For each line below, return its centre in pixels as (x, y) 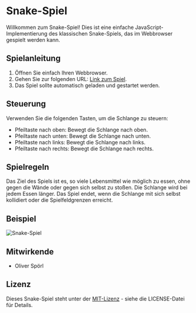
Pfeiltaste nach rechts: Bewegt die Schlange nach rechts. (84, 149)
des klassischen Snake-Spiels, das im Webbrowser (111, 33)
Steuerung (26, 104)
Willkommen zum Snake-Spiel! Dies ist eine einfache (70, 27)
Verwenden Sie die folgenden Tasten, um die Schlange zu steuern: (87, 118)
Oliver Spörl (29, 266)
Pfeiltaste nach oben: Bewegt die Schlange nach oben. (81, 130)
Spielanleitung (33, 58)
